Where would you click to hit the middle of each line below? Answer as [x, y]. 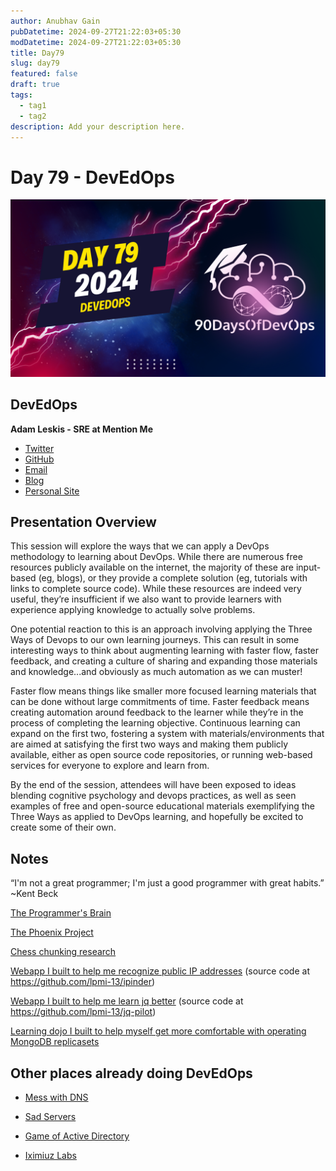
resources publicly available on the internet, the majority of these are [152, 567]
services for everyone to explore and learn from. [110, 766]
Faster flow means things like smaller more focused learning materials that [163, 691]
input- [308, 567]
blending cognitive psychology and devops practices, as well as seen [153, 796]
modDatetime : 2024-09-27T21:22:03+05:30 [96, 42]
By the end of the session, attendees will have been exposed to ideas [153, 785]
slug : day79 [35, 63]
